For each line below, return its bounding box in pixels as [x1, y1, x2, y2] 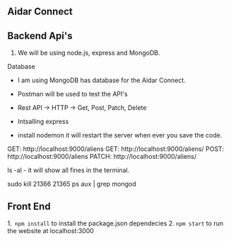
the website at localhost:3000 [7, 227, 94, 235]
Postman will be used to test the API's [17, 90, 129, 99]
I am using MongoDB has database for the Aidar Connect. [17, 76, 186, 84]
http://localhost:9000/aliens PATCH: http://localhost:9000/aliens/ [7, 152, 196, 161]
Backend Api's [7, 30, 73, 42]
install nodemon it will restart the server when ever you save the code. [17, 131, 223, 140]
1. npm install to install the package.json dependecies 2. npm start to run [7, 219, 224, 228]
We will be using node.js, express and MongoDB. [17, 49, 160, 57]
